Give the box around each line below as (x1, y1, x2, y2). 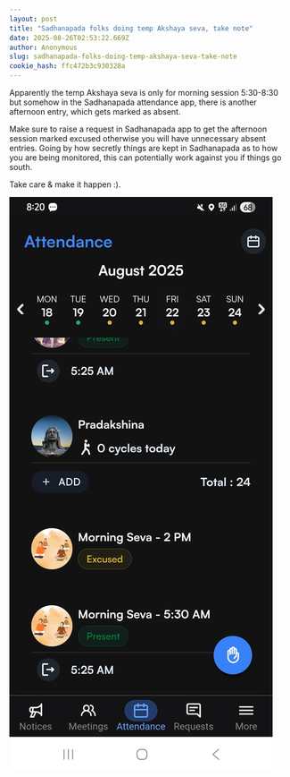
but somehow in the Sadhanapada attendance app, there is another (9, 97, 257, 107)
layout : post (9, 14, 58, 23)
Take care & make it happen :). (9, 179, 121, 190)
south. (9, 162, 33, 172)
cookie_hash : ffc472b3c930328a (9, 62, 126, 71)
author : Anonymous (9, 43, 78, 52)
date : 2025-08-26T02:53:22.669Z (9, 33, 129, 42)
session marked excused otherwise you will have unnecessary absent (9, 133, 266, 143)
